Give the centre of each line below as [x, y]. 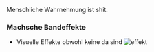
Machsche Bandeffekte [46, 27]
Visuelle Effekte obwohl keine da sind [69, 42]
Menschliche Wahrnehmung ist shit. [57, 10]
